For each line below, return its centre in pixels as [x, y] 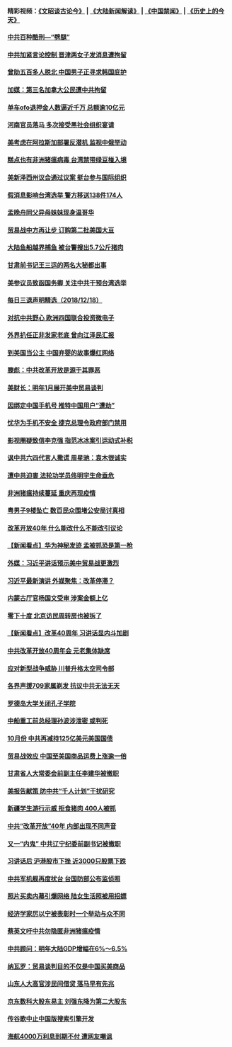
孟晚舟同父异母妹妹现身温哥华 [51, 213]
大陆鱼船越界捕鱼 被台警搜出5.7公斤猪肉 [65, 247]
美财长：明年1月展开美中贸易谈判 [56, 388]
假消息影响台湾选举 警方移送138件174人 [65, 195]
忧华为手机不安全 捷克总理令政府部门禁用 [67, 423]
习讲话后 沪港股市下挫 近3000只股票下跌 [66, 861]
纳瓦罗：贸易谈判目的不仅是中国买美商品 [66, 966]
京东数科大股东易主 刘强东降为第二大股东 [67, 1001]
